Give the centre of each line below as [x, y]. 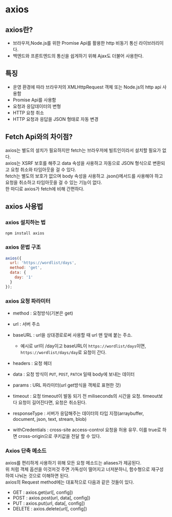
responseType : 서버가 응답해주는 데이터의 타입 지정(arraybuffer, [78, 413]
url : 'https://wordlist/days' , [43, 263]
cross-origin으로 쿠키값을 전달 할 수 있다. [60, 436]
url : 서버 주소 [26, 324]
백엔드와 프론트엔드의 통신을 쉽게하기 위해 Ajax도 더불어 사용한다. [78, 56]
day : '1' [24, 278]
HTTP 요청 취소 [28, 113]
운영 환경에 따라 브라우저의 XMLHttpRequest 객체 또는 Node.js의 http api [87, 87]
